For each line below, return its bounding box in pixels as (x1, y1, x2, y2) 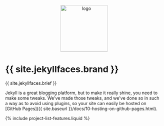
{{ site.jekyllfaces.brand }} (5, 64, 119, 75)
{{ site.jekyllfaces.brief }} (5, 80, 57, 86)
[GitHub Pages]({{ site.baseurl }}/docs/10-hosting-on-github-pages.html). (5, 106, 157, 112)
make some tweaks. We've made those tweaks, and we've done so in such (5, 95, 159, 101)
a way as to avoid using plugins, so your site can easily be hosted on (5, 100, 146, 106)
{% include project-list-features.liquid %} (5, 115, 90, 121)
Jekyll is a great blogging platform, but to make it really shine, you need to (5, 90, 158, 96)
